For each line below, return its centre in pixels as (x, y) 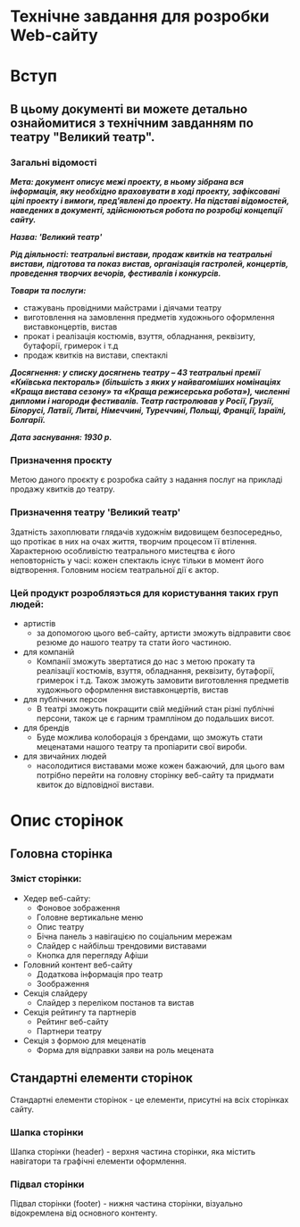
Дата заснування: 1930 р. (61, 437)
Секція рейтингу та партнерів (79, 1012)
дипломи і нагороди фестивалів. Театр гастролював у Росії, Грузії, (142, 401)
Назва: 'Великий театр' (56, 237)
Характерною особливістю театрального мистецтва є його (123, 551)
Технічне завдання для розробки (140, 17)
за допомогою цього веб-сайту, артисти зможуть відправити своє (163, 633)
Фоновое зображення (78, 908)
